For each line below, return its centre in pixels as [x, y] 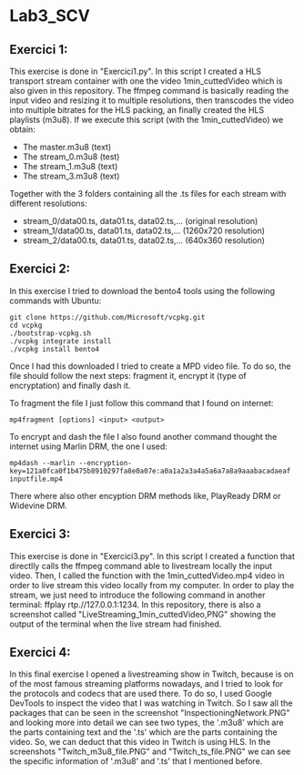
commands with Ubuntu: [56, 301]
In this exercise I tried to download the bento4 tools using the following [142, 291]
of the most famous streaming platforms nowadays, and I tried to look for [147, 684]
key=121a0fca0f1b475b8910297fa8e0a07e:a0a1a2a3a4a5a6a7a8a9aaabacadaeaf [150, 471]
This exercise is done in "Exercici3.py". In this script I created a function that [152, 556]
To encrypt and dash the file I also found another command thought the [143, 436]
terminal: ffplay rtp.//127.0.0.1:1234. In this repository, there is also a [135, 604]
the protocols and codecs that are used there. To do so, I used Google [141, 694]
